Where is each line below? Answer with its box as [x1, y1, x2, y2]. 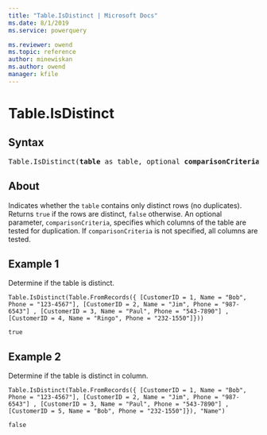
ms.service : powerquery [8, 26, 87, 34]
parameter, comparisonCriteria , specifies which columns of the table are [8, 217, 246, 227]
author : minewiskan [8, 56, 73, 64]
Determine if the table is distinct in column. [8, 371, 149, 381]
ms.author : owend [8, 63, 66, 71]
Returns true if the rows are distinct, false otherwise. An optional [8, 209, 222, 218]
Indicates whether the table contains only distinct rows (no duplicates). [8, 200, 242, 210]
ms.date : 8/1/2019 [8, 19, 69, 27]
